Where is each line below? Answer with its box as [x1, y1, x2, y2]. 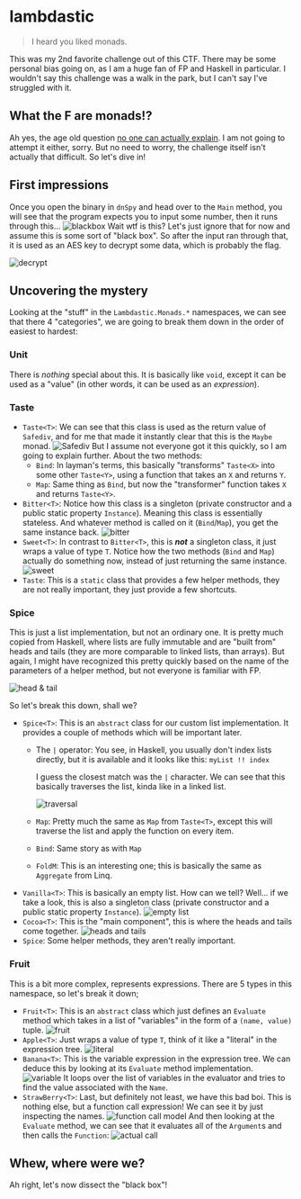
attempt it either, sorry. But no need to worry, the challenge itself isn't [9, 141, 267, 152]
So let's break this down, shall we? [9, 700, 137, 711]
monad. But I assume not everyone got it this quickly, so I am [22, 440, 288, 451]
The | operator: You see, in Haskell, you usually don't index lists [35, 744, 272, 755]
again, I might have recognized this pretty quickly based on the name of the [9, 655, 289, 667]
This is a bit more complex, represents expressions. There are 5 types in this [9, 978, 292, 989]
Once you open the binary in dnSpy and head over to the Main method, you [9, 201, 283, 212]
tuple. [22, 1024, 44, 1035]
